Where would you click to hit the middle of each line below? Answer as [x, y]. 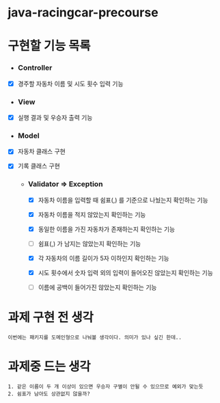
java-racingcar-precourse [83, 13]
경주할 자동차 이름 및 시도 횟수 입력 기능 [70, 83]
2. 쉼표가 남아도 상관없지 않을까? [49, 394]
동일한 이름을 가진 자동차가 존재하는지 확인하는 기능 [107, 229]
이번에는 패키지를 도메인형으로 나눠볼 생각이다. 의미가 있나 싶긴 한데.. [95, 338]
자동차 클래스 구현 [41, 151]
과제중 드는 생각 [49, 367]
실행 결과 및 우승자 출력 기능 [55, 118]
